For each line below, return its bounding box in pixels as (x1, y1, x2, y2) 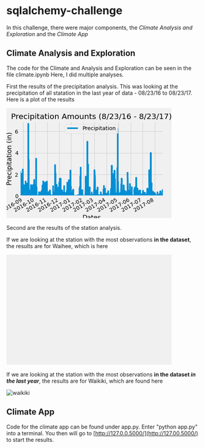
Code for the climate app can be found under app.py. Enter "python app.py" (6, 423, 198, 430)
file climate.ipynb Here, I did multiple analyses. (6, 71, 124, 78)
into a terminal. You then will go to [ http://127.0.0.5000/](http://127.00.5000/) (6, 429, 199, 437)
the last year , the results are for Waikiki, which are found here (6, 377, 163, 384)
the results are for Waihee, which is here (6, 242, 108, 249)
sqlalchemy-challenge (6, 4, 123, 18)
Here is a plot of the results (6, 95, 75, 103)
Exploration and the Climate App (6, 30, 89, 37)
